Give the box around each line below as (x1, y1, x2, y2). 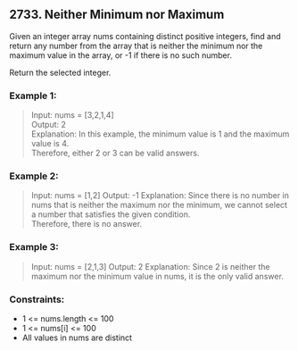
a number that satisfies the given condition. (30, 209, 191, 220)
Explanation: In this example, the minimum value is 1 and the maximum (30, 129, 290, 139)
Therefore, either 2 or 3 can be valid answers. (30, 147, 200, 159)
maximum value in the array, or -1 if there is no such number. (9, 49, 232, 61)
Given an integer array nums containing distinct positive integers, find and (9, 30, 281, 41)
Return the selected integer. (9, 67, 112, 78)
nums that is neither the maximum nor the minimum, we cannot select (30, 200, 288, 211)
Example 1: (9, 89, 57, 102)
